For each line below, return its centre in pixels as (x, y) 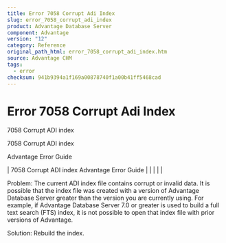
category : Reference (37, 45)
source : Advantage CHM (39, 58)
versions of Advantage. (40, 220)
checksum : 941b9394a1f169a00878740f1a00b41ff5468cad (84, 77)
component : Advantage (38, 33)
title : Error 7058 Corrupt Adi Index (61, 13)
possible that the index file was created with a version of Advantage (103, 191)
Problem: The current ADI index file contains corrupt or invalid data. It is (109, 183)
